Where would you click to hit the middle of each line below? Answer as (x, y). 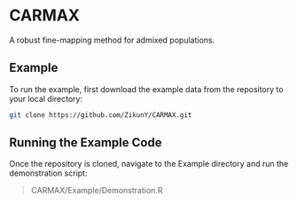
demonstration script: (48, 173)
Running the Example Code (86, 143)
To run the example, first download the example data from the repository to (146, 89)
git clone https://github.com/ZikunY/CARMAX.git (101, 115)
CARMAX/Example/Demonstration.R (97, 191)
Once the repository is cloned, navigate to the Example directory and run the (149, 164)
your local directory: (46, 98)
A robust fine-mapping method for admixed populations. (112, 40)
